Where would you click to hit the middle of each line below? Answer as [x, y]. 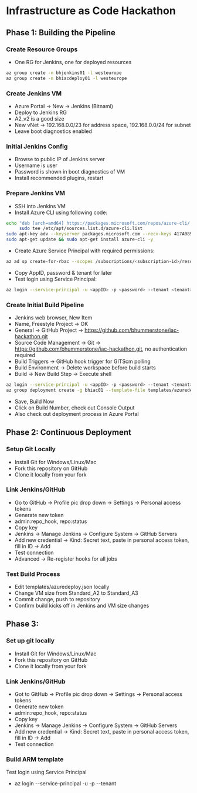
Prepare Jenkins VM [36, 194]
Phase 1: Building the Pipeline [61, 33]
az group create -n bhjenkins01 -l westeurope [64, 73]
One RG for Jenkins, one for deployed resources [73, 62]
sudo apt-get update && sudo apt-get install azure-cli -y [80, 239]
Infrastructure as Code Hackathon [91, 11]
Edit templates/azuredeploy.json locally [62, 587]
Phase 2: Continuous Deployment [69, 433]
